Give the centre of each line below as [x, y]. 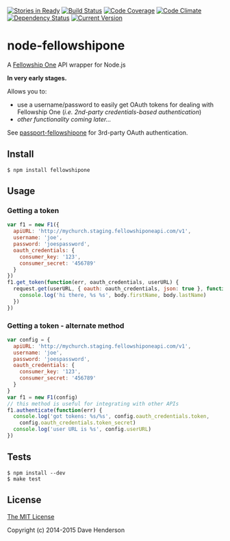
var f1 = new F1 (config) [42, 397]
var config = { [29, 340]
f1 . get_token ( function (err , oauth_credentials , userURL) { [93, 283]
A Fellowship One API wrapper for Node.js [66, 65]
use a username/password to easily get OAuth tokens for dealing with [115, 104]
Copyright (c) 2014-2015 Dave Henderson [66, 530]
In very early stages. [37, 78]
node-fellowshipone [66, 46]
